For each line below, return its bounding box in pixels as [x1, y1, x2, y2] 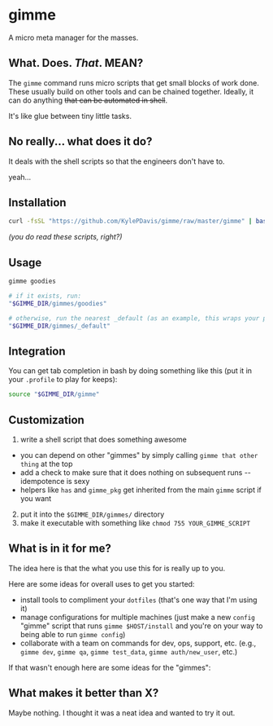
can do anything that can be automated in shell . [8, 95, 168, 105]
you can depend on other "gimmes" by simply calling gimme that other [19, 450, 258, 460]
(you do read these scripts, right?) [8, 232, 123, 242]
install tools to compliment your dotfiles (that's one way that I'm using [19, 595, 258, 605]
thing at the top [19, 459, 73, 469]
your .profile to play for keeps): [8, 375, 118, 385]
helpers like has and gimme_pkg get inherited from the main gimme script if [19, 485, 262, 495]
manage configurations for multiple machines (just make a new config [19, 612, 256, 622]
